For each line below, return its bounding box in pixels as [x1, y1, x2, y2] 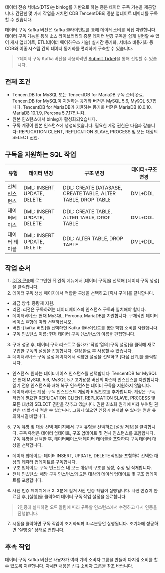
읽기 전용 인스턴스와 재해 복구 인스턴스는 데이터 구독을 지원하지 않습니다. [12, 382, 151, 389]
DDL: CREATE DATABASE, [63, 184, 123, 191]
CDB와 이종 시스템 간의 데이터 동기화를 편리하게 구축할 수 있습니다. [5, 46, 134, 51]
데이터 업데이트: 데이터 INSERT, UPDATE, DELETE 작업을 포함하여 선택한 [12, 453, 153, 459]
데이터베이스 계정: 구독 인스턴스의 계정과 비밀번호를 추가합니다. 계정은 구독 [12, 389, 156, 395]
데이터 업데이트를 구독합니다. [21, 459, 77, 465]
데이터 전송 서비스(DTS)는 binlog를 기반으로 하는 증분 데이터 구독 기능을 [5, 4, 143, 10]
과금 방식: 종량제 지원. [12, 300, 55, 306]
